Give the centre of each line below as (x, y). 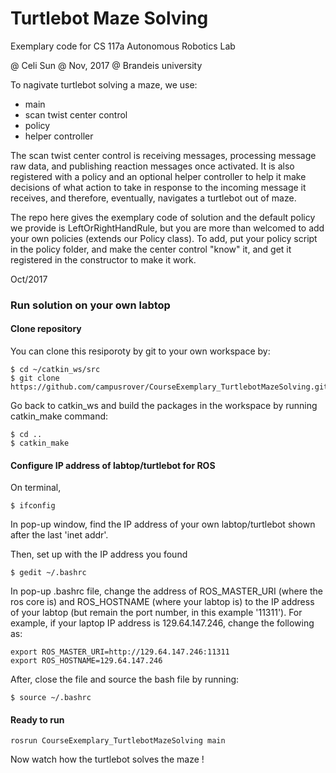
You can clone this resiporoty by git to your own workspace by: (140, 351)
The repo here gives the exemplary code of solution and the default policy (163, 217)
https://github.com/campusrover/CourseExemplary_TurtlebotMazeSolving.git (169, 387)
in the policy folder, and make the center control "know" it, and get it (151, 249)
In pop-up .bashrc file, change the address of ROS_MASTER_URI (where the (166, 591)
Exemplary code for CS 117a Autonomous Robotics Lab (123, 46)
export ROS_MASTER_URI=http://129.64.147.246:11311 (120, 652)
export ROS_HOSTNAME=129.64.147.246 (86, 661)
